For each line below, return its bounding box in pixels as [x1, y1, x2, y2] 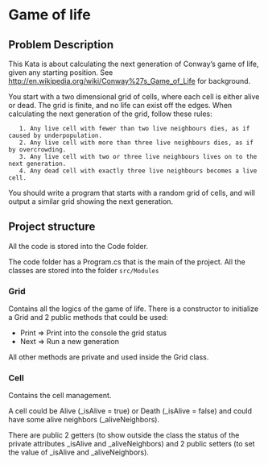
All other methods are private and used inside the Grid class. [8, 352, 209, 362]
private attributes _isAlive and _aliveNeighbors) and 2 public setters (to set [8, 439, 255, 449]
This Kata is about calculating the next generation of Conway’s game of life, [8, 59, 259, 69]
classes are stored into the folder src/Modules [8, 265, 159, 275]
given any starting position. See [8, 68, 113, 77]
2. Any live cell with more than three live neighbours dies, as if [19, 139, 254, 147]
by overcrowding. [8, 146, 67, 154]
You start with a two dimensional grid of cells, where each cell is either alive [8, 92, 260, 102]
